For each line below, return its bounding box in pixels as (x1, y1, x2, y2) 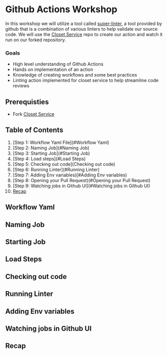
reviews (12, 83, 30, 89)
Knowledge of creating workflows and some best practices (12, 72, 137, 78)
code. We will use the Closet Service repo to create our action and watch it (5, 31, 163, 37)
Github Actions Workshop (5, 4, 117, 15)
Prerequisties (5, 97, 50, 106)
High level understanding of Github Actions (12, 61, 104, 67)
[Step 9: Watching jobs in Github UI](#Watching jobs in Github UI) (12, 183, 151, 189)
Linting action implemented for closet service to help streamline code (12, 78, 159, 84)
